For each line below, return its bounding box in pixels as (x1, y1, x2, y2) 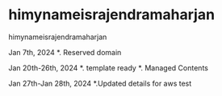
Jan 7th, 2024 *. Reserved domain (8, 47, 122, 57)
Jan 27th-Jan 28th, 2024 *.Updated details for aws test (8, 78, 192, 88)
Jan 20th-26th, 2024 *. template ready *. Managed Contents (8, 62, 208, 73)
